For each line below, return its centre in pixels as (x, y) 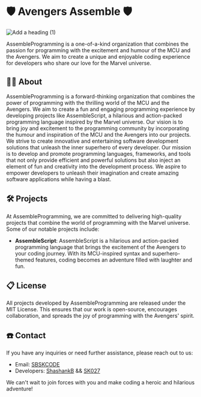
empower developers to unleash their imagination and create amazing (92, 173)
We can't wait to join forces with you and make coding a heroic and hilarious (100, 383)
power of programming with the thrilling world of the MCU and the (88, 103)
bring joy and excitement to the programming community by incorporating (97, 128)
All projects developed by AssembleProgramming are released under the (96, 303)
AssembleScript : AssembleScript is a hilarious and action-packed (97, 240)
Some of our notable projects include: (53, 229)
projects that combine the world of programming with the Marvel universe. (98, 222)
